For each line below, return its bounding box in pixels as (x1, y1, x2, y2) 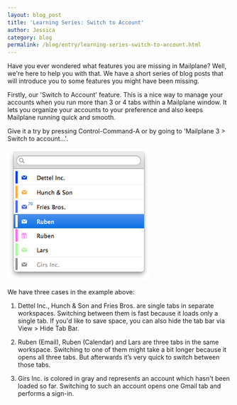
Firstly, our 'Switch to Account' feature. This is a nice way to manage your (7, 91, 224, 99)
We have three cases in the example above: (7, 288, 135, 296)
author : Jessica (7, 26, 55, 33)
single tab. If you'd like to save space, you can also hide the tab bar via (17, 316, 226, 326)
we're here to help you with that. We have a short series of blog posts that (7, 70, 224, 78)
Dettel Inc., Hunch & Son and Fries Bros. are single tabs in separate (17, 301, 214, 310)
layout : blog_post (7, 11, 62, 18)
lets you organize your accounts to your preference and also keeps (7, 106, 204, 114)
